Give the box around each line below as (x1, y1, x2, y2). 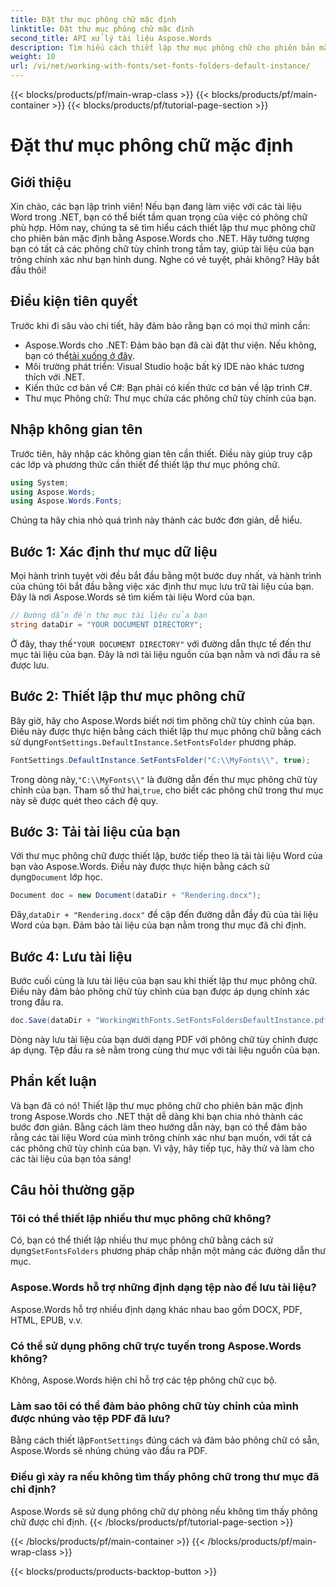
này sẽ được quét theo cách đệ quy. (10, 794, 159, 806)
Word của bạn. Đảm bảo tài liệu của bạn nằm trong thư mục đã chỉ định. (10, 919, 307, 931)
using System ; (10, 477, 70, 488)
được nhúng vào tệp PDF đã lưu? (10, 1411, 171, 1425)
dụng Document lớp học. (10, 871, 103, 883)
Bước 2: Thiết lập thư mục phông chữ (10, 688, 246, 705)
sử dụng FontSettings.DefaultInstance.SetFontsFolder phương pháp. (10, 736, 297, 748)
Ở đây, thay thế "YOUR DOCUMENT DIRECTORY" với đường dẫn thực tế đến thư (10, 637, 312, 650)
